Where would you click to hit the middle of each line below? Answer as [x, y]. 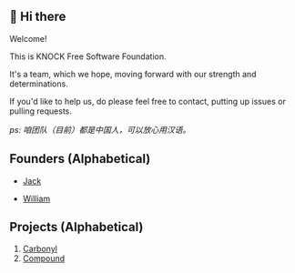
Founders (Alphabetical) [80, 159]
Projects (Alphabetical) [76, 227]
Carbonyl [40, 249]
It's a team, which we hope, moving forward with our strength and [133, 74]
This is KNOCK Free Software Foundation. [88, 56]
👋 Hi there [38, 17]
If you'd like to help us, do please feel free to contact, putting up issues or [148, 101]
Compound [44, 258]
